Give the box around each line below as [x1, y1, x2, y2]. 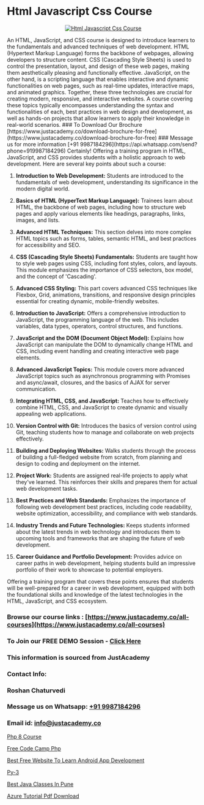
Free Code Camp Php [7, 744, 62, 752]
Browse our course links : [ [7, 613, 88, 621]
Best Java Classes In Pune [7, 780, 74, 788]
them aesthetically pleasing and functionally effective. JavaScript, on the [7, 69, 190, 76]
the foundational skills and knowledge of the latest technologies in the [7, 591, 183, 598]
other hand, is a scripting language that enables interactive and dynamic [7, 75, 189, 83]
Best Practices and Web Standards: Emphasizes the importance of [15, 496, 186, 504]
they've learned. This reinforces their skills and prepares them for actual [15, 478, 198, 485]
